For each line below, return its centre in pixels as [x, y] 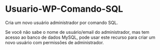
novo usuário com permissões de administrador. [55, 42]
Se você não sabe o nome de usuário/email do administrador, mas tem [78, 32]
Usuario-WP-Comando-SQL [64, 9]
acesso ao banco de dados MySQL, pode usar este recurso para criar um [80, 37]
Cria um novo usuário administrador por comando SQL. [62, 23]
